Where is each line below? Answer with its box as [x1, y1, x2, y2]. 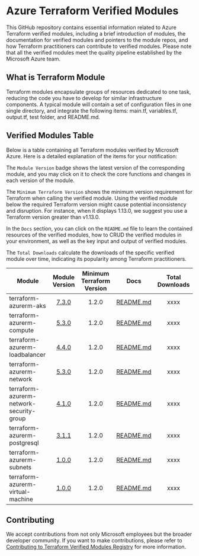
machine [9, 495, 34, 503]
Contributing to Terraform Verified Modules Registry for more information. [6, 544, 187, 551]
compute [9, 326, 34, 334]
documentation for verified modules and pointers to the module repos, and [6, 36, 188, 43]
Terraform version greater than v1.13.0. [6, 213, 101, 221]
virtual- [9, 487, 31, 496]
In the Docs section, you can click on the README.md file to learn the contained [6, 225, 193, 232]
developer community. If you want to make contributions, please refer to [6, 537, 182, 544]
